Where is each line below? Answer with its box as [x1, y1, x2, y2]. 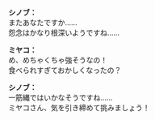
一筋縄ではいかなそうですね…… [8, 92, 113, 103]
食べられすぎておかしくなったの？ [8, 66, 122, 75]
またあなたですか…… [8, 18, 78, 28]
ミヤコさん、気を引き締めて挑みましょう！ [8, 103, 150, 113]
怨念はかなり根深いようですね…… [8, 28, 119, 38]
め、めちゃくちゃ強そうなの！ [8, 55, 107, 65]
